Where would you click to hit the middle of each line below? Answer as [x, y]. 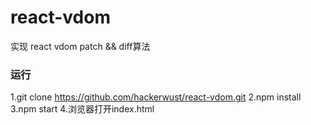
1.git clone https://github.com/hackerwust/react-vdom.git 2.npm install [156, 97]
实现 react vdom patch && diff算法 [80, 46]
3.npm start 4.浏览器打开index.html [82, 109]
